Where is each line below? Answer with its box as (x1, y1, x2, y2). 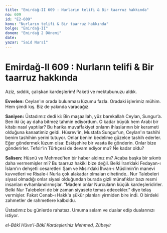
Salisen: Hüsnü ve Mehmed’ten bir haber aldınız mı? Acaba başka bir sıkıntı (5, 154, 161, 160)
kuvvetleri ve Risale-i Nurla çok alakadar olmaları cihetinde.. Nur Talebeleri (5, 170, 159, 176)
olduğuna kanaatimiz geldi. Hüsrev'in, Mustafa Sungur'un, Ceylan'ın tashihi (5, 129, 160, 135)
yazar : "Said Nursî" (5, 40, 49, 45)
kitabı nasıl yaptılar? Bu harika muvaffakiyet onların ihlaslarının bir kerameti (5, 123, 159, 130)
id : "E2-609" (5, 16, 33, 21)
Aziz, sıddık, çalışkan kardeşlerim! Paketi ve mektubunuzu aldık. (5, 88, 137, 94)
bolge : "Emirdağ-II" (5, 26, 49, 31)
